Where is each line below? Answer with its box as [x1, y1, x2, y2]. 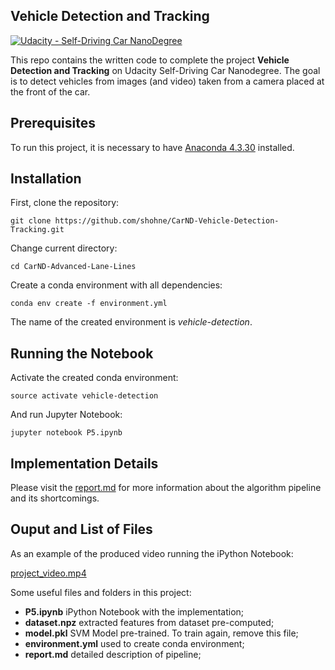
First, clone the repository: [10, 197, 120, 209]
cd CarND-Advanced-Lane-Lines [10, 262, 137, 272]
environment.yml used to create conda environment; [24, 637, 245, 649]
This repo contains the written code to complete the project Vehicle [10, 54, 290, 66]
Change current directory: [10, 242, 118, 254]
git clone [10, 216, 52, 226]
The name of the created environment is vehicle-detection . [10, 316, 253, 328]
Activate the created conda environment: [10, 372, 179, 384]
